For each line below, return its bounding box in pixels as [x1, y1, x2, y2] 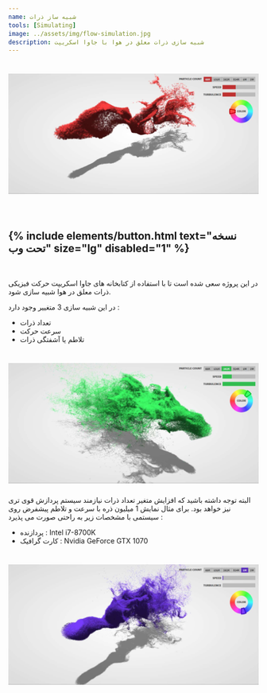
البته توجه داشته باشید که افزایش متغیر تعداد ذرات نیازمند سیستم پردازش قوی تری [8, 496, 251, 505]
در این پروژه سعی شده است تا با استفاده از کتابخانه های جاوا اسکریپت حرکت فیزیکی [8, 278, 258, 288]
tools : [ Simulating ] [8, 21, 77, 29]
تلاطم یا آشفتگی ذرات [19, 334, 85, 344]
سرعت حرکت [19, 326, 62, 336]
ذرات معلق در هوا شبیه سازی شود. [8, 286, 111, 296]
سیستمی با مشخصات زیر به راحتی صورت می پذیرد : [8, 512, 164, 522]
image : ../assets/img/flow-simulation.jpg [8, 29, 151, 37]
